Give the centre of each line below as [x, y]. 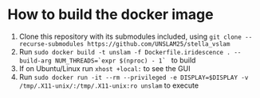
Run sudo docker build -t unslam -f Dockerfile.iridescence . [125, 51]
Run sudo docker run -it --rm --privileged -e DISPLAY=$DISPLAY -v [134, 77]
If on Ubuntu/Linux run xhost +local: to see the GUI [104, 68]
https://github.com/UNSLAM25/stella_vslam [158, 44]
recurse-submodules [51, 44]
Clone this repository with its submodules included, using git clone [130, 36]
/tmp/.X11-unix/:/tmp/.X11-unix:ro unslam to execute [109, 85]
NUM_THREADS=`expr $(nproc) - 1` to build [125, 60]
